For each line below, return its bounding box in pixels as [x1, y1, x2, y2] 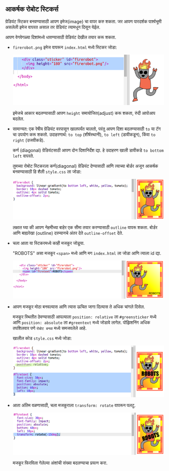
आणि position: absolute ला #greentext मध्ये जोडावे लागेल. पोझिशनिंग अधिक [12, 319, 150, 325]
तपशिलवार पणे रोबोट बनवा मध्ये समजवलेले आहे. [12, 325, 87, 331]
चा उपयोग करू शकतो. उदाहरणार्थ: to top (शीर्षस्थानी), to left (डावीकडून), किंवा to [12, 131, 156, 138]
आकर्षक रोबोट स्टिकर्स [5, 5, 59, 14]
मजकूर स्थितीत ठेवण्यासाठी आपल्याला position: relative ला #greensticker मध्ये [12, 313, 157, 320]
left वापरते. [12, 153, 34, 159]
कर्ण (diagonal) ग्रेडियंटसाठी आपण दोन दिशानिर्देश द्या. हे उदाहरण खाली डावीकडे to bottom [12, 147, 164, 153]
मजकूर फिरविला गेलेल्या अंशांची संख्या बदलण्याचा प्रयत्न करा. [12, 460, 108, 466]
